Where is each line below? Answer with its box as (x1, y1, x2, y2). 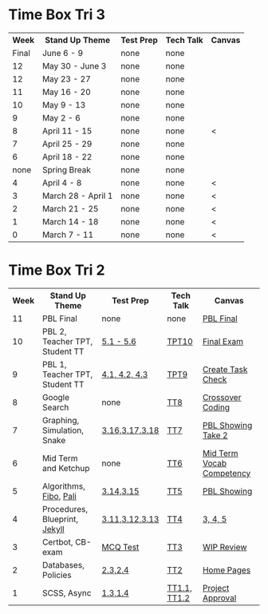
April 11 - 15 (42, 125, 93, 137)
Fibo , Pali (42, 490, 77, 501)
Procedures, (42, 503, 89, 514)
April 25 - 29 (42, 138, 93, 149)
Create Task (202, 363, 248, 374)
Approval (202, 592, 237, 604)
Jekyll (42, 523, 65, 534)
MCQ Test (101, 541, 140, 553)
